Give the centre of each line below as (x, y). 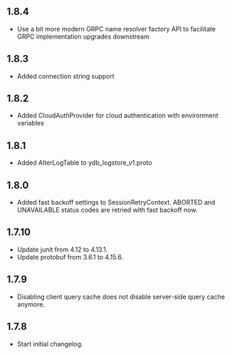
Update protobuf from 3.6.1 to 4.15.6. (70, 257)
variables (30, 123)
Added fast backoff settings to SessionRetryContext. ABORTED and (116, 202)
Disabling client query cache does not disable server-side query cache (121, 297)
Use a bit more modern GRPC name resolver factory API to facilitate (116, 29)
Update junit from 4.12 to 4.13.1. (62, 249)
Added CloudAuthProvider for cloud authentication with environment (117, 115)
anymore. (31, 304)
